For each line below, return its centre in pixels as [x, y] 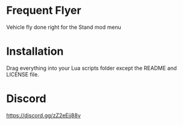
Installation [35, 51]
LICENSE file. [23, 74]
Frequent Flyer [44, 11]
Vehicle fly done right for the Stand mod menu [64, 27]
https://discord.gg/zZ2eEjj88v [43, 115]
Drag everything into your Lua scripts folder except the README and [91, 68]
